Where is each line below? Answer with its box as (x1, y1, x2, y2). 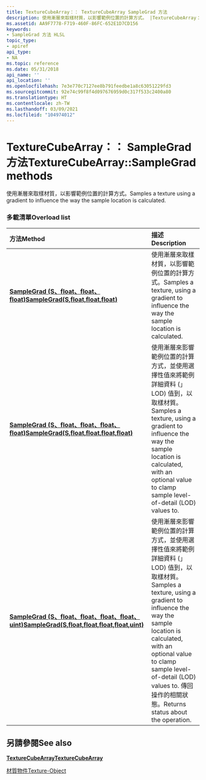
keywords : (6, 26, 32, 33)
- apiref (6, 44, 29, 50)
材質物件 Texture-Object (6, 767, 66, 774)
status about (151, 708, 188, 716)
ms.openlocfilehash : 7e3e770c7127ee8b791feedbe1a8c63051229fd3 (6, 83, 172, 90)
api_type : (6, 49, 32, 55)
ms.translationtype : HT (6, 95, 67, 101)
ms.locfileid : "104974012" (6, 112, 75, 118)
